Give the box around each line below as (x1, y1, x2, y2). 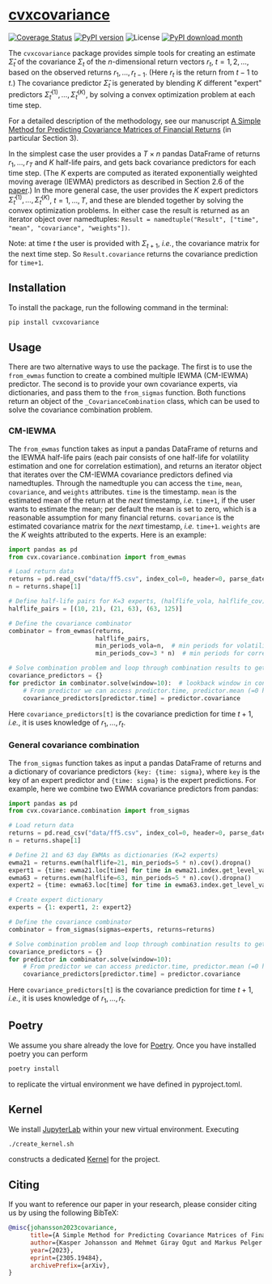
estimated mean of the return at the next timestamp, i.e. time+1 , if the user (8, 495, 256, 505)
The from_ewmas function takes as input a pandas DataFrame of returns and (8, 444, 258, 453)
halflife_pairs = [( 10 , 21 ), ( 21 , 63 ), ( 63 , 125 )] (8, 605, 183, 613)
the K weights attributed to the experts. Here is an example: (8, 529, 207, 539)
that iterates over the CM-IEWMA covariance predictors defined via (8, 470, 233, 479)
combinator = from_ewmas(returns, (8, 627, 125, 635)
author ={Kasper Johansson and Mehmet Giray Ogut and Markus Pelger (29, 1239, 263, 1247)
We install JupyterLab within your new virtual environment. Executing (8, 1124, 240, 1134)
